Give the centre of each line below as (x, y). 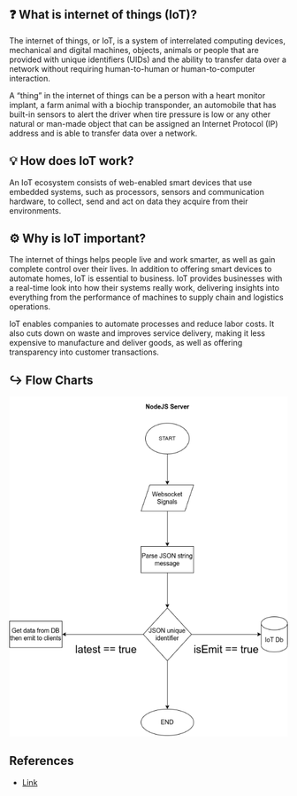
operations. (30, 307)
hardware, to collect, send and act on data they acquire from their (129, 201)
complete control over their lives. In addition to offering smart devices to (141, 269)
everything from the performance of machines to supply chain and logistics (147, 297)
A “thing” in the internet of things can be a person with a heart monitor (137, 95)
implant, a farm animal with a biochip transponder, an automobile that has (143, 105)
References (42, 761)
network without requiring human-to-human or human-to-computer (133, 68)
